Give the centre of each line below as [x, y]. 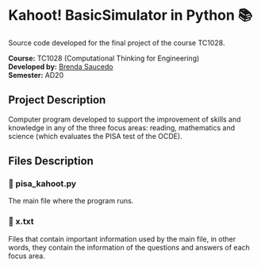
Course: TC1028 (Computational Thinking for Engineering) [104, 58]
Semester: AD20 [36, 75]
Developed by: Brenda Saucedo [61, 66]
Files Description [51, 161]
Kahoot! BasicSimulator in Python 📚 [130, 15]
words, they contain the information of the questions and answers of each [129, 247]
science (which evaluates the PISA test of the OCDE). [95, 136]
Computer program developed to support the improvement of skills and [125, 119]
